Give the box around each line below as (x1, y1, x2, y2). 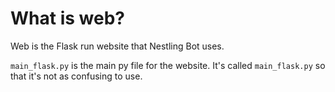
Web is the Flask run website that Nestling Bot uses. (10, 40, 225, 52)
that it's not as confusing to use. (10, 70, 143, 82)
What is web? (10, 7, 125, 30)
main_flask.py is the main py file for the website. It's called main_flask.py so (10, 59, 326, 71)
